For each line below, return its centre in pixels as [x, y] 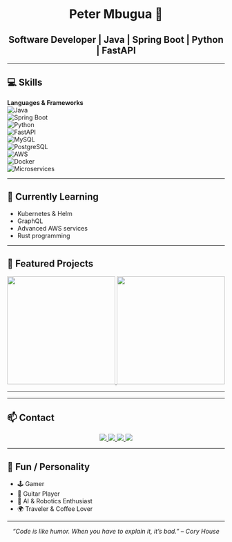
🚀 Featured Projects [50, 264]
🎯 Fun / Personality [49, 466]
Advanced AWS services [52, 228]
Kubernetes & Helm [45, 213]
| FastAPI [116, 50]
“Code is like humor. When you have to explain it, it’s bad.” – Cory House [116, 532]
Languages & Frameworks [46, 102]
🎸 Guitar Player [38, 494]
